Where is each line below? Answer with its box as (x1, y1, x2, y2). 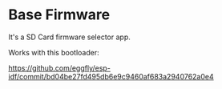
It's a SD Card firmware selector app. (8, 32, 131, 42)
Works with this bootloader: (8, 47, 99, 57)
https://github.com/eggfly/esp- (8, 63, 111, 73)
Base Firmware (8, 6, 111, 24)
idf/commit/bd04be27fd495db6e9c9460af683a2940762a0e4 (8, 71, 214, 81)
